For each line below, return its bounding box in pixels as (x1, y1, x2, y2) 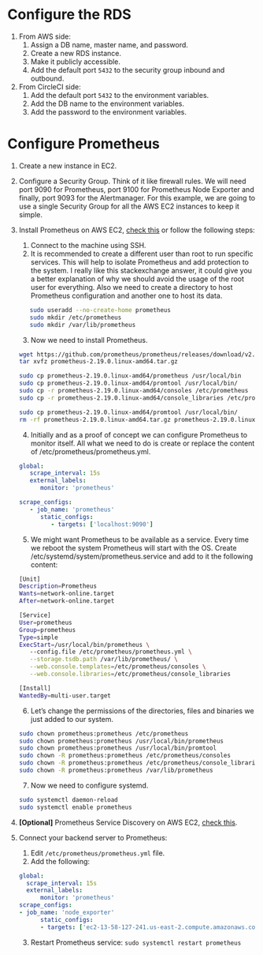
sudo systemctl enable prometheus (18, 803, 132, 811)
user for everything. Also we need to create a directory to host (30, 282, 233, 291)
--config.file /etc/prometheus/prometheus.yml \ (29, 648, 192, 656)
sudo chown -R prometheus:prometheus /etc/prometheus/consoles (18, 752, 232, 760)
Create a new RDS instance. (30, 48, 121, 58)
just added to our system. (30, 714, 114, 724)
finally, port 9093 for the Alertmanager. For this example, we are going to (18, 193, 256, 202)
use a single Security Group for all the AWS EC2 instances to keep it (18, 201, 239, 211)
